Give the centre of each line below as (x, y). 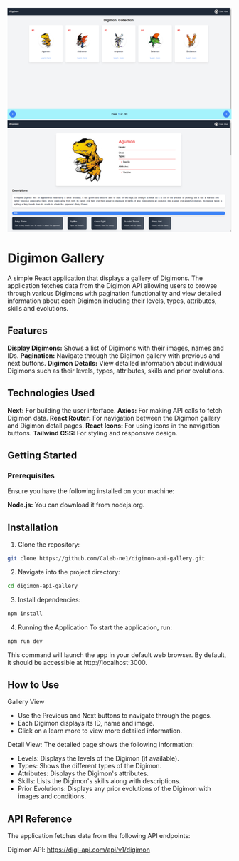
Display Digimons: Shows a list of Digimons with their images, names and (116, 348)
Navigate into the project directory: (69, 572)
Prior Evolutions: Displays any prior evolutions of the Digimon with (114, 789)
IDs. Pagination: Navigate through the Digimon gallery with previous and (114, 355)
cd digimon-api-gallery (43, 586)
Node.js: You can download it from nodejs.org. (76, 505)
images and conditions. (52, 796)
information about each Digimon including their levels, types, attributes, (112, 301)
